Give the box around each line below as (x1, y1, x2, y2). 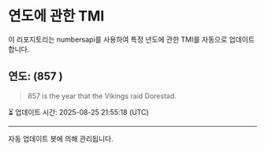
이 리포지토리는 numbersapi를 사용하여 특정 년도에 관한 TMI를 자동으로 (8, 35, 228, 44)
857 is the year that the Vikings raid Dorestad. (27, 91, 177, 101)
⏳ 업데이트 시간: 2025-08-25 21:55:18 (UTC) (8, 107, 149, 116)
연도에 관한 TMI (8, 7, 105, 25)
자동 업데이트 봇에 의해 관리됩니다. (8, 134, 114, 143)
